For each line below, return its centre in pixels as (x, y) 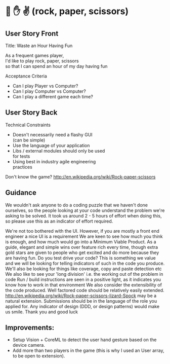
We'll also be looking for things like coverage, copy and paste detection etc (83, 269)
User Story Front (32, 33)
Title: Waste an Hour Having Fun (39, 46)
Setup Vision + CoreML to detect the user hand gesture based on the (84, 340)
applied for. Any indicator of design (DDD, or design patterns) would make (82, 306)
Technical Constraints (28, 125)
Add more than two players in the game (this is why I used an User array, (88, 351)
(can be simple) (29, 140)
